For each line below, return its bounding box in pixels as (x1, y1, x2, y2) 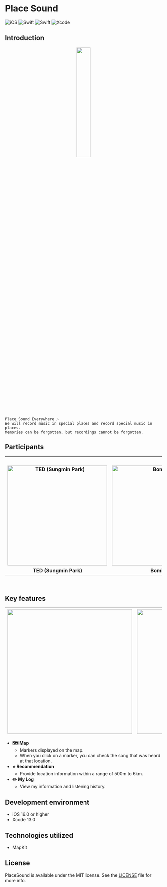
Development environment (5, 798, 90, 806)
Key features (5, 594, 46, 603)
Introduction (5, 34, 45, 42)
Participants (5, 443, 44, 451)
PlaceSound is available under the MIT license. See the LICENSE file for (5, 872, 152, 878)
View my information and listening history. (19, 784, 106, 790)
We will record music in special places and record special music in (5, 421, 153, 426)
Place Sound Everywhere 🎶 (5, 416, 59, 422)
